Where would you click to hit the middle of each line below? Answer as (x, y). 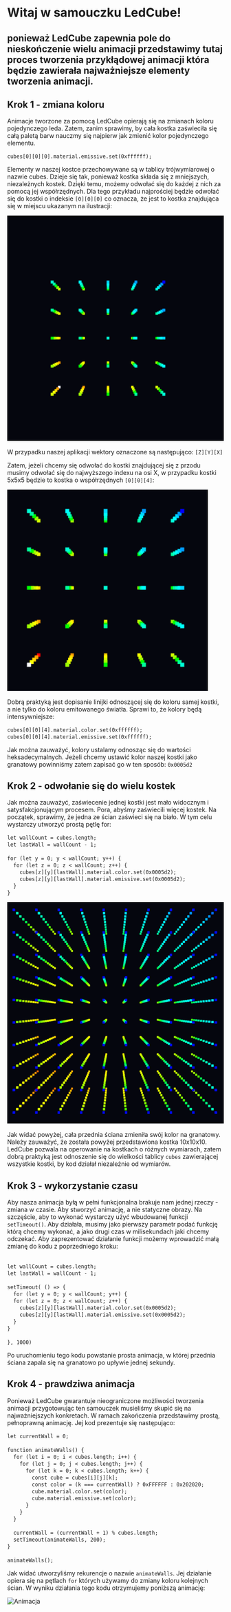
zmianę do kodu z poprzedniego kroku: (63, 1246)
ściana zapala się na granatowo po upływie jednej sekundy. (91, 1362)
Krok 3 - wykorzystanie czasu (73, 1186)
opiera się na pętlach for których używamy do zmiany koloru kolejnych (108, 1580)
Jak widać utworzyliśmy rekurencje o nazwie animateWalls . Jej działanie (109, 1573)
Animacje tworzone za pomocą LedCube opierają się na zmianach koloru (111, 121)
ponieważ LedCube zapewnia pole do (89, 38)
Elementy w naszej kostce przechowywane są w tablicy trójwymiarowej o (111, 170)
